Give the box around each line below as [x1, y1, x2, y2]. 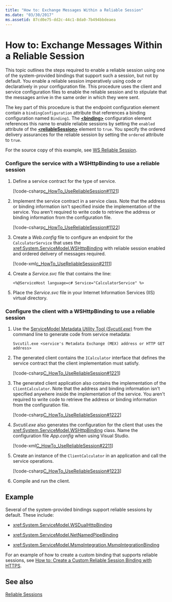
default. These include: [5, 512, 54, 518]
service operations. [12, 458, 54, 464]
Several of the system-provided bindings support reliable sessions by [5, 506, 152, 513]
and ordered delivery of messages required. [12, 250, 106, 257]
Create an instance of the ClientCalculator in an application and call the [12, 453, 167, 459]
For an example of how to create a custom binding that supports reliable [5, 552, 158, 558]
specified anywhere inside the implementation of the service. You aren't [12, 391, 165, 397]
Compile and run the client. [12, 478, 70, 484]
